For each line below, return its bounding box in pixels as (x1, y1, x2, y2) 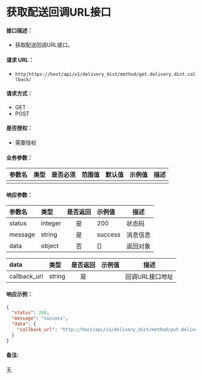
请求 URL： (6, 56, 34, 63)
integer (41, 219, 61, 227)
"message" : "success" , (11, 315, 69, 322)
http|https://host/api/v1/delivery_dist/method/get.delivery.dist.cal (14, 71, 196, 77)
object (41, 242, 59, 250)
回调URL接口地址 (125, 273, 174, 281)
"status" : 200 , (11, 310, 50, 316)
